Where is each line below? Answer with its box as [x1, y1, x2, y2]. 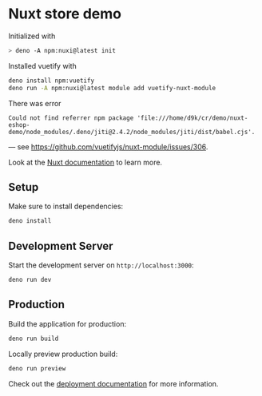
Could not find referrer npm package [8, 113, 134, 122]
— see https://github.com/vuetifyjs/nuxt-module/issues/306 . [8, 141, 208, 152]
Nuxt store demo [8, 5, 122, 23]
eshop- [8, 121, 30, 129]
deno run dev [8, 276, 52, 284]
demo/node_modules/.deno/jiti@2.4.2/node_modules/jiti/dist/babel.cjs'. [8, 128, 256, 136]
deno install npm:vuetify [8, 77, 94, 85]
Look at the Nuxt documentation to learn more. [8, 157, 162, 167]
